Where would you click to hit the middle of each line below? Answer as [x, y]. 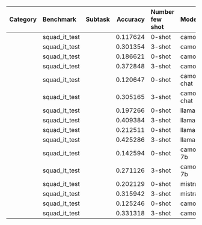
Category [23, 19]
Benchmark [60, 19]
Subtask [98, 19]
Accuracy [131, 19]
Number [163, 12]
